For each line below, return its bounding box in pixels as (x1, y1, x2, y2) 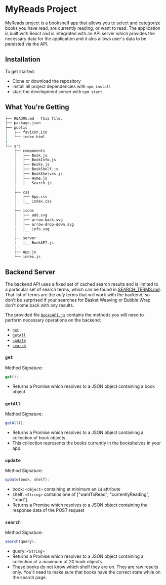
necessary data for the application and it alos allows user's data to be (5, 36, 147, 42)
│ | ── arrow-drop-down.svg (14, 222, 74, 227)
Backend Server (5, 268, 56, 276)
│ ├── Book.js (14, 153, 48, 158)
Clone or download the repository (12, 78, 81, 84)
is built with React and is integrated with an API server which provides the (5, 30, 155, 36)
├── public (5, 125, 28, 130)
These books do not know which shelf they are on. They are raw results (12, 564, 159, 570)
